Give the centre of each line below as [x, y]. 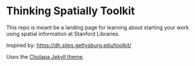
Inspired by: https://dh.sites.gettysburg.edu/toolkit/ [69, 45]
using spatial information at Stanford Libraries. [63, 33]
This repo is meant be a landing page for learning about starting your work [97, 27]
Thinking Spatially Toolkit [71, 11]
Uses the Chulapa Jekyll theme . [45, 56]
